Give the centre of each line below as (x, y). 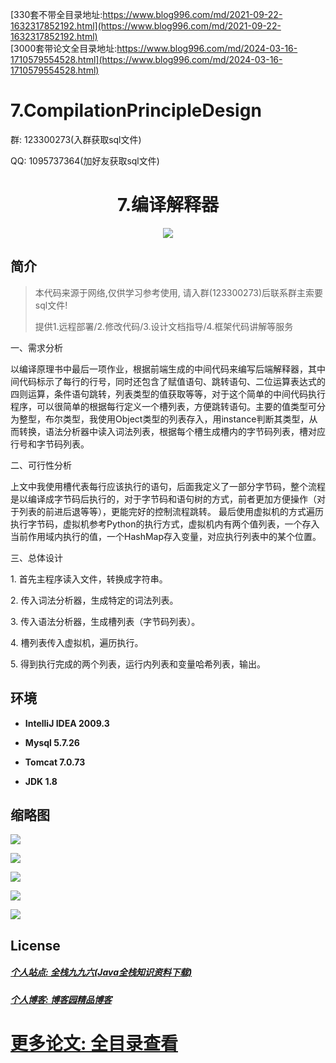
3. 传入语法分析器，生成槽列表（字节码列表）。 (105, 621)
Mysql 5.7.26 (52, 742)
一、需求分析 (36, 347)
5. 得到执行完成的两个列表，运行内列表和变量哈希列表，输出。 (138, 664)
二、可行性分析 (41, 465)
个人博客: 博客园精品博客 (61, 999)
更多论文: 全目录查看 (94, 1043)
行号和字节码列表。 (50, 444)
